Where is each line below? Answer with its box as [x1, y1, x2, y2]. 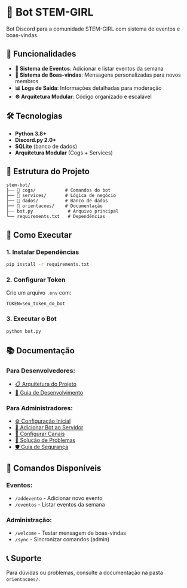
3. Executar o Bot [6, 314, 57, 323]
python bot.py [6, 328, 42, 334]
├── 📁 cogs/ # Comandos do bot [6, 187, 111, 193]
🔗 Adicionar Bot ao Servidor [14, 424, 84, 431]
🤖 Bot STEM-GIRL [6, 5, 94, 19]
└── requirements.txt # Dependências [6, 214, 106, 220]
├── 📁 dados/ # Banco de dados [6, 198, 109, 204]
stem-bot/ [6, 182, 31, 188]
